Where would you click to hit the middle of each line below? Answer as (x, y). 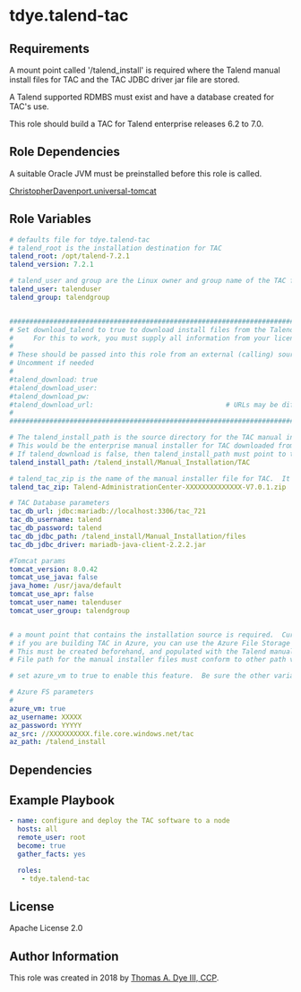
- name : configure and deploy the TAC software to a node (120, 821)
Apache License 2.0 (46, 928)
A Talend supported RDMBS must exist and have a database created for (142, 97)
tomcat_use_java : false (54, 577)
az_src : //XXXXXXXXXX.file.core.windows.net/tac (102, 734)
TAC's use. (29, 107)
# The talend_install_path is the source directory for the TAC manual (146, 438)
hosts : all (38, 829)
